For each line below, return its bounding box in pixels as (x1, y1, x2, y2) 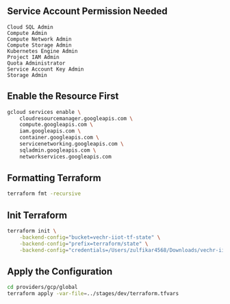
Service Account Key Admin (7, 65, 84, 73)
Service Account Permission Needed (7, 5, 168, 17)
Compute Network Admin (7, 36, 72, 43)
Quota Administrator (7, 60, 66, 67)
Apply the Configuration (7, 266, 113, 277)
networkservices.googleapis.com (19, 153, 112, 160)
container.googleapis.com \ (19, 134, 99, 141)
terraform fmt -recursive (7, 190, 81, 198)
